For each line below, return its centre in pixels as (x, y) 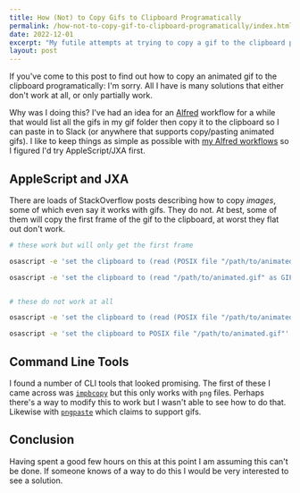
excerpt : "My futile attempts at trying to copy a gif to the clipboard (147, 42)
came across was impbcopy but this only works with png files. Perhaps (137, 393)
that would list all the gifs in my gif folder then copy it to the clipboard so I (144, 123)
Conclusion (42, 440)
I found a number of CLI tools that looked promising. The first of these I (140, 383)
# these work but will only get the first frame (101, 245)
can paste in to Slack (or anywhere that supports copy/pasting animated (142, 132)
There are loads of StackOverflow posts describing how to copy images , (143, 200)
